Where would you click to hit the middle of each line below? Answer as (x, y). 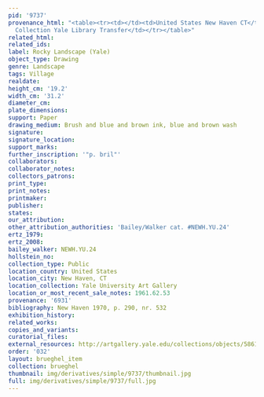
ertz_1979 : (26, 235)
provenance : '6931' (40, 300)
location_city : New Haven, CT (58, 279)
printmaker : (27, 198)
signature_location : (42, 140)
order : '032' (29, 352)
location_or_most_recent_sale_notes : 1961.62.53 (89, 293)
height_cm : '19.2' (38, 88)
